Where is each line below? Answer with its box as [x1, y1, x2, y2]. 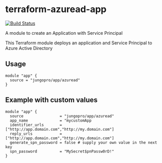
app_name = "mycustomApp [10, 118, 92, 123]
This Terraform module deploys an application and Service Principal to [5, 39, 152, 46]
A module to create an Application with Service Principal [5, 30, 123, 36]
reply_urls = [10, 131, 62, 136]
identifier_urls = [10, 122, 62, 127]
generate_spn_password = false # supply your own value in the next [10, 140, 157, 145]
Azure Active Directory [5, 45, 53, 51]
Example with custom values [5, 96, 98, 104]
